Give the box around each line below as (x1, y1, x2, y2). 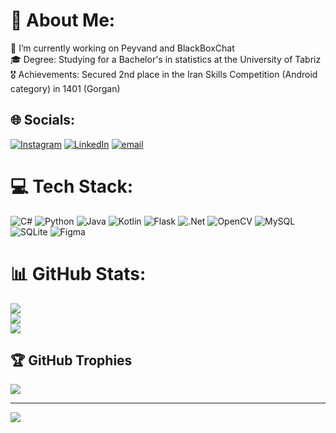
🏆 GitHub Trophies (10, 352, 133, 369)
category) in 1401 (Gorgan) (10, 82, 121, 94)
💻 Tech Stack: (10, 175, 134, 198)
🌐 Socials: (10, 112, 76, 129)
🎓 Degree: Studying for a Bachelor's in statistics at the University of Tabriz (10, 53, 322, 65)
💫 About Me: (10, 9, 116, 32)
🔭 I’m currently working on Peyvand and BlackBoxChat (10, 42, 235, 54)
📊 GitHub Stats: (10, 262, 147, 285)
